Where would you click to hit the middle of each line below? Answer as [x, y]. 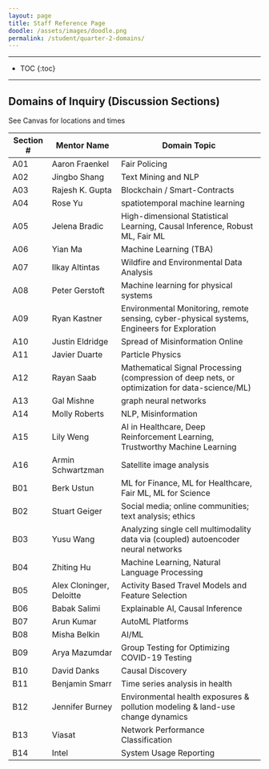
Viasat [64, 735]
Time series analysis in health [177, 684]
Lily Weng [70, 437]
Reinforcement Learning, [168, 437]
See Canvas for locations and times [67, 120]
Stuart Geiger [77, 511]
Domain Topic [189, 145]
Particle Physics [151, 355]
